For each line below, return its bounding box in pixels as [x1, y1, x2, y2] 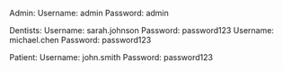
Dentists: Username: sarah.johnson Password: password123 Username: [9, 25, 274, 35]
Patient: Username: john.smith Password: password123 [9, 52, 214, 62]
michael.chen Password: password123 [9, 35, 152, 45]
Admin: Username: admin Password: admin [9, 8, 169, 18]
